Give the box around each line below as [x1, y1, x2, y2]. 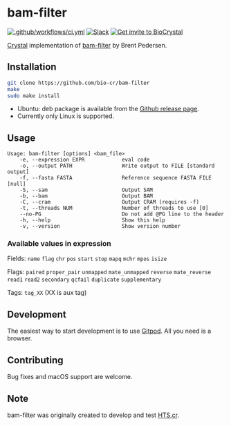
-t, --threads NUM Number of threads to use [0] [19, 205, 209, 212]
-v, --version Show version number [19, 223, 181, 230]
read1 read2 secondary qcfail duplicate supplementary [7, 276, 162, 284]
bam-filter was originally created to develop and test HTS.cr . [7, 411, 180, 419]
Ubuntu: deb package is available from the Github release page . [17, 105, 199, 113]
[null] [7, 181, 26, 188]
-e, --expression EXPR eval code [19, 157, 150, 164]
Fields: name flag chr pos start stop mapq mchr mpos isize [7, 254, 167, 263]
